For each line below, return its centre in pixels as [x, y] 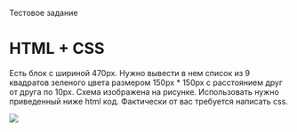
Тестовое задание [44, 13]
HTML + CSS [57, 49]
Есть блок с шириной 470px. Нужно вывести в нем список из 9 [130, 73]
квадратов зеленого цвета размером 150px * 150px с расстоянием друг [146, 82]
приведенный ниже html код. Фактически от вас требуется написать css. [149, 101]
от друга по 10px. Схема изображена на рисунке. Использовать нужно [144, 91]
